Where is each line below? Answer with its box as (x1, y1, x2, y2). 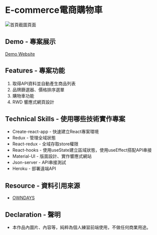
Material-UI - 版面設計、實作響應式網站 (12, 153, 92, 159)
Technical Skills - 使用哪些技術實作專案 (5, 114, 126, 123)
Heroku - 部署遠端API (12, 166, 56, 171)
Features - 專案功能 (5, 67, 65, 75)
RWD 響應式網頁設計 (12, 99, 54, 105)
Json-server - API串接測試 (12, 160, 67, 166)
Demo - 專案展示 (5, 37, 56, 46)
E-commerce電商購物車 (5, 4, 103, 16)
